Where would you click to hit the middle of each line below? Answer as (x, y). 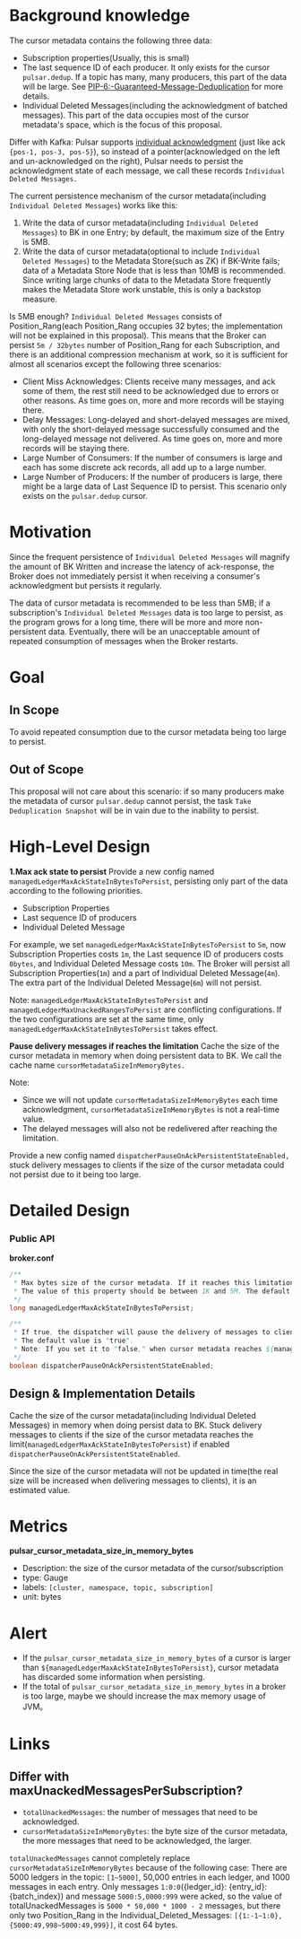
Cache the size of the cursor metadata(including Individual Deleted (133, 1415)
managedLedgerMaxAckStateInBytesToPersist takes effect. (114, 1028)
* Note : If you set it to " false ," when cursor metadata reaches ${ (144, 1349)
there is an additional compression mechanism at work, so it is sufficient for (149, 354)
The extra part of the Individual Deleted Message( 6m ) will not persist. (136, 983)
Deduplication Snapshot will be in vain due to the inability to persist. (134, 810)
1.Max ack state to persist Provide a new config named (112, 871)
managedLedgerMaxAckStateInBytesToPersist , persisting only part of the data (149, 881)
